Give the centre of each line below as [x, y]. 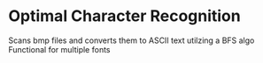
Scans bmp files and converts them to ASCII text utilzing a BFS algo [131, 40]
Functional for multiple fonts [59, 49]
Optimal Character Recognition [124, 16]
